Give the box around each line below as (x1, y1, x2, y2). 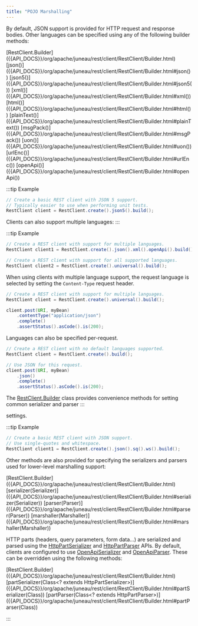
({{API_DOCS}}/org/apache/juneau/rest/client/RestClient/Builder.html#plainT (6, 117, 192, 124)
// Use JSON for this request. (6, 362, 83, 368)
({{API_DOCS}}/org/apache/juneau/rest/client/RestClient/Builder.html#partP (6, 597, 190, 604)
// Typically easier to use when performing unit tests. (6, 202, 149, 208)
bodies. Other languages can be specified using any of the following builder (6, 31, 190, 38)
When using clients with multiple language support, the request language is (6, 274, 190, 281)
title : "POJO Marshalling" (6, 8, 72, 15)
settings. (6, 412, 28, 419)
